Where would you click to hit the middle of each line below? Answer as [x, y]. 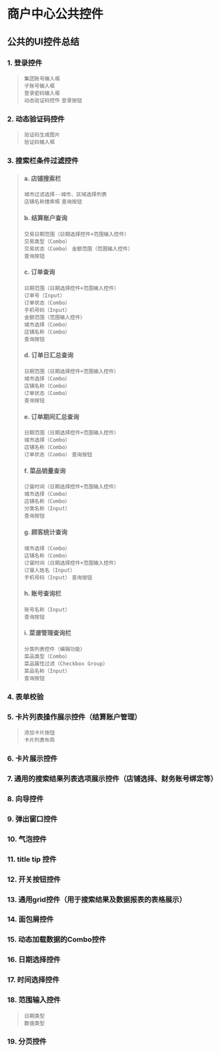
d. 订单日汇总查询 [49, 355]
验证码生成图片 [42, 135]
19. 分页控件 [27, 1042]
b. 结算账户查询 [46, 217]
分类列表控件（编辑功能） [54, 649]
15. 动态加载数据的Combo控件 [57, 940]
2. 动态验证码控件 [36, 119]
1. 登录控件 [25, 62]
